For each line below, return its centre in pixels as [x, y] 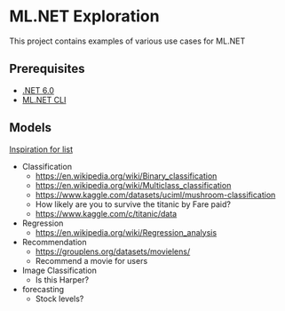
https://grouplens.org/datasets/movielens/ [113, 251]
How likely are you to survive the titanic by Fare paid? [133, 204]
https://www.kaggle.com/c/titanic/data [106, 213]
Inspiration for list [41, 149]
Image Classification [59, 270]
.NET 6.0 [38, 90]
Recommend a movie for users [91, 260]
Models [30, 128]
